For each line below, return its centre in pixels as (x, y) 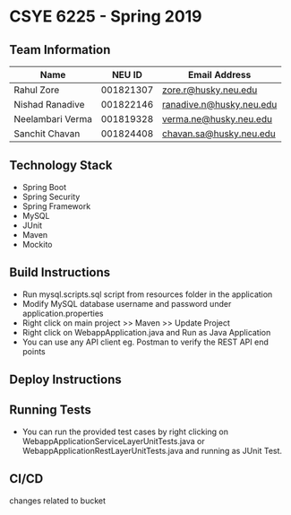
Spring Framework (56, 206)
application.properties (63, 313)
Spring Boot (44, 187)
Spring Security (51, 196)
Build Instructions (60, 272)
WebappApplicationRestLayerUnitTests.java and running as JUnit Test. (152, 450)
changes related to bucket (57, 501)
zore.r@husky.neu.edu (210, 90)
